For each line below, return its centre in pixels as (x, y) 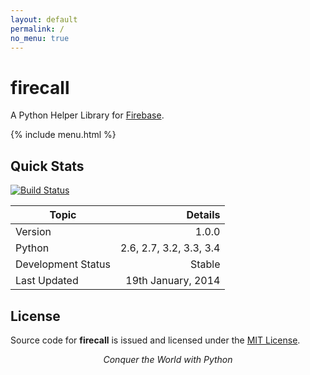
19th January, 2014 (173, 281)
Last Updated (47, 281)
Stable (205, 264)
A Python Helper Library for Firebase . (87, 115)
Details (203, 215)
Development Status (63, 264)
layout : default (44, 19)
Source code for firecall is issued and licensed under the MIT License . (155, 340)
